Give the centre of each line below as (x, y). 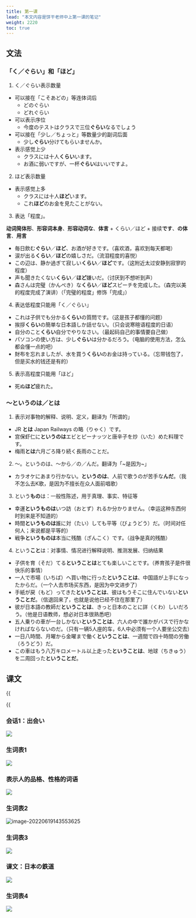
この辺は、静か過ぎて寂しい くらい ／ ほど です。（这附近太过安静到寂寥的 (100, 263)
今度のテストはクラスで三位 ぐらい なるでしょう (80, 127)
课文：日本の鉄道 (30, 867)
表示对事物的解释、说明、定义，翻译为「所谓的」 (73, 417)
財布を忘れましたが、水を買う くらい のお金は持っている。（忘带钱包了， (100, 354)
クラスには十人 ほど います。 (56, 196)
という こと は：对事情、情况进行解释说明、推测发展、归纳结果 (89, 550)
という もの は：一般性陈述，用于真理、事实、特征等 (76, 496)
